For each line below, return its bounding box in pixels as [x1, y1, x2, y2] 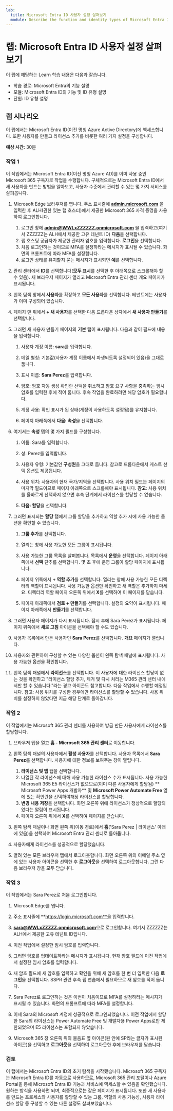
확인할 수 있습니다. [23, 520, 61, 526]
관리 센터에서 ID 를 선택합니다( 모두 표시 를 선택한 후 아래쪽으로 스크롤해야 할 [13, 268, 163, 274]
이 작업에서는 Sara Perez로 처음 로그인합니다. [6, 892, 98, 898]
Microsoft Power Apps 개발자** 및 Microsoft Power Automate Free [21, 787, 162, 793]
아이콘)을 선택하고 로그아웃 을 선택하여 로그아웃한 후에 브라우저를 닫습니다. [13, 1042, 162, 1048]
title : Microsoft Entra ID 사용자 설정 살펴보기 [10, 12, 107, 17]
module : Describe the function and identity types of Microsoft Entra [10, 17, 165, 22]
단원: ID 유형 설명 [13, 96, 48, 102]
